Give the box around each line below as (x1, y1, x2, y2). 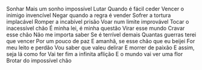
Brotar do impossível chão (6, 57, 72, 64)
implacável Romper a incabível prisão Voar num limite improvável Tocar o (6, 18, 189, 25)
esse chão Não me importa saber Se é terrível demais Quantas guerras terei (6, 31, 197, 38)
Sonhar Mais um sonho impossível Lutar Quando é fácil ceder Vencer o (6, 5, 184, 12)
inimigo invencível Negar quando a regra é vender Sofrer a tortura (6, 12, 171, 19)
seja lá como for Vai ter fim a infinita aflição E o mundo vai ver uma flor (6, 51, 183, 57)
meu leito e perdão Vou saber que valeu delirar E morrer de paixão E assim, (6, 44, 195, 51)
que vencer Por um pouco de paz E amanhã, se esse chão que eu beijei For (6, 38, 195, 44)
